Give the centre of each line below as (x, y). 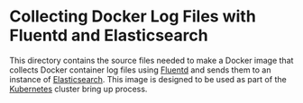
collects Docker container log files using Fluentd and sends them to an (140, 70)
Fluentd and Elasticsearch (109, 35)
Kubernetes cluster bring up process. (78, 89)
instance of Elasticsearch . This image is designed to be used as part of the (148, 79)
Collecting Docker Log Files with (133, 17)
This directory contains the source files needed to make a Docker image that (151, 60)
